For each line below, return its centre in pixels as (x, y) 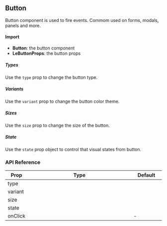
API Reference (23, 162)
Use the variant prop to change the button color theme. (62, 101)
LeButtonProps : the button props (46, 53)
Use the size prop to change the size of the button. (58, 125)
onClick (17, 216)
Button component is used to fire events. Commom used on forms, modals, (82, 20)
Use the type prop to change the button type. (51, 77)
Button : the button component (43, 48)
